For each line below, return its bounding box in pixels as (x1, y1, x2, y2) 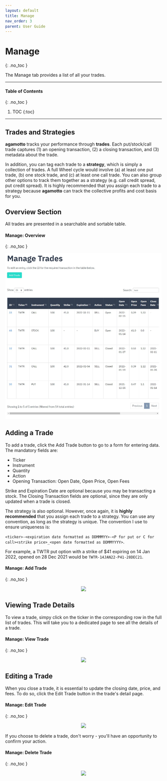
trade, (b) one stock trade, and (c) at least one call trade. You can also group (5, 172, 162, 178)
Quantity (12, 468, 30, 473)
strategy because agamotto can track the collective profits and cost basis (5, 188, 157, 194)
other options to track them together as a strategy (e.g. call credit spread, (5, 177, 156, 183)
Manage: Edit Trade (5, 702, 47, 708)
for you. (5, 193, 21, 199)
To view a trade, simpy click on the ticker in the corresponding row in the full (5, 614, 162, 620)
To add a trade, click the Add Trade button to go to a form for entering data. (5, 442, 160, 448)
